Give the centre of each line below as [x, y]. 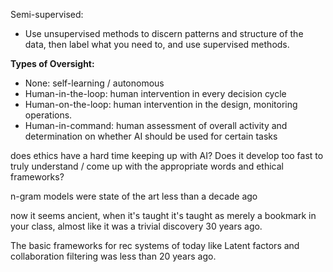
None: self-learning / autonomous [94, 83]
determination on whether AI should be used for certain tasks [151, 136]
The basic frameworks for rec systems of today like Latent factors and [155, 245]
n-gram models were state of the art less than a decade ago [134, 196]
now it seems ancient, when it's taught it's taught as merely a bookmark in [163, 215]
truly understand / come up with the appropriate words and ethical [147, 166]
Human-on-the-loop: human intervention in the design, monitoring [161, 104]
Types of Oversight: [52, 63]
